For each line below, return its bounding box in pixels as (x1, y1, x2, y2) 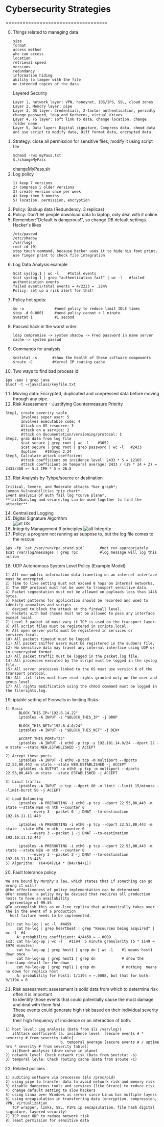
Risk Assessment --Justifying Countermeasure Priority (12, 401, 123, 407)
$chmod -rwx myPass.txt (12, 153, 62, 158)
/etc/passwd (12, 231, 37, 236)
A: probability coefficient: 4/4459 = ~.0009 (16, 934, 111, 940)
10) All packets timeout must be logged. (5, 637, 92, 641)
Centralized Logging (12, 510, 54, 516)
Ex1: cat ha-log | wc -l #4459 (5, 922, 71, 926)
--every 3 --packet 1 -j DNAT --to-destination (29, 830, 129, 836)
